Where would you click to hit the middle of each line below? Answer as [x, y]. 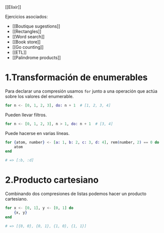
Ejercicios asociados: [27, 17]
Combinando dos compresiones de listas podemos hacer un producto [76, 194]
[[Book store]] [26, 42]
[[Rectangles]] [27, 31]
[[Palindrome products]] [37, 58]
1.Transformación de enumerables [77, 78]
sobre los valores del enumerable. [40, 96]
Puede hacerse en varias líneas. [37, 133]
